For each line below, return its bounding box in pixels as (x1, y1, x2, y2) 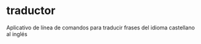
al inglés (6, 30, 28, 37)
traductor (6, 4, 56, 18)
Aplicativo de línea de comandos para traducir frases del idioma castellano (6, 24, 195, 31)
